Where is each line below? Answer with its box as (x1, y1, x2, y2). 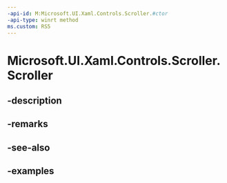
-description (7, 95, 62, 106)
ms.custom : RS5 (7, 23, 51, 30)
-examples (7, 165, 55, 177)
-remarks (7, 118, 48, 130)
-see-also (7, 142, 50, 153)
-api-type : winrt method (7, 17, 79, 23)
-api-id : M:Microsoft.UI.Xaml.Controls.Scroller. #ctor (7, 10, 168, 17)
